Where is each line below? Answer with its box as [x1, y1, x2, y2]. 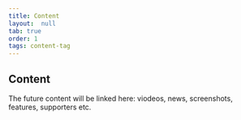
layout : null [8, 19, 57, 28]
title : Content [8, 11, 60, 20]
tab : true [8, 27, 42, 35]
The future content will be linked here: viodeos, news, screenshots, [8, 93, 233, 103]
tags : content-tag [8, 42, 71, 50]
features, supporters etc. [8, 102, 92, 112]
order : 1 [8, 34, 38, 43]
